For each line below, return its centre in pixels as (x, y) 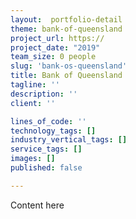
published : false (46, 168)
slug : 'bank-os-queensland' (69, 66)
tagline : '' (35, 85)
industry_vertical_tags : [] (69, 140)
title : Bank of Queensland (66, 76)
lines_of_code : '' (48, 121)
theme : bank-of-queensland (66, 29)
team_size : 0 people (53, 57)
